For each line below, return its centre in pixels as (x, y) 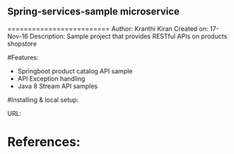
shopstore (22, 43)
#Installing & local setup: (43, 100)
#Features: (23, 57)
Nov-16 (18, 36)
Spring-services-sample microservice (94, 12)
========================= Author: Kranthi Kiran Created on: (108, 28)
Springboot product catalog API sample (75, 71)
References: (44, 142)
